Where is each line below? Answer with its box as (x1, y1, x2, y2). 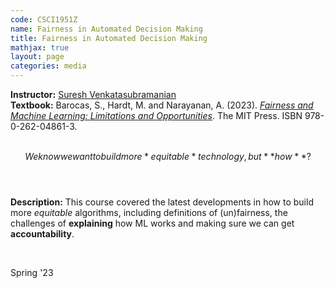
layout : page (10, 52, 65, 62)
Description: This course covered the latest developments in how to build (10, 196, 314, 208)
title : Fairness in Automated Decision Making (10, 33, 208, 43)
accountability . (10, 228, 75, 240)
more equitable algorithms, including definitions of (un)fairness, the (10, 207, 288, 218)
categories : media (10, 61, 87, 71)
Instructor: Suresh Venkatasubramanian (10, 89, 177, 100)
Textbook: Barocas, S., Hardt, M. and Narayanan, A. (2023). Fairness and (10, 99, 314, 111)
